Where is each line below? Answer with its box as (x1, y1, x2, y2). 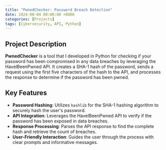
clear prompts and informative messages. (12, 139, 98, 145)
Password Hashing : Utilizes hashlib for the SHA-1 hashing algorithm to (12, 102, 159, 108)
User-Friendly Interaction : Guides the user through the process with (12, 133, 154, 140)
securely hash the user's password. (12, 107, 86, 113)
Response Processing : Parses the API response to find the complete (12, 123, 155, 129)
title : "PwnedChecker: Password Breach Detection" (5, 7, 113, 12)
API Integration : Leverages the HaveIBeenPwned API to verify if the (12, 112, 152, 118)
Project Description (5, 39, 67, 48)
